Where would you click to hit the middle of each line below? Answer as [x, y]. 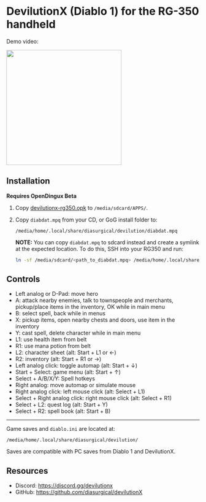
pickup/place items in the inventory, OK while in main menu [90, 307]
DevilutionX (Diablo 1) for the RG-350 [103, 11]
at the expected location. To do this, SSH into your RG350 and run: [99, 249]
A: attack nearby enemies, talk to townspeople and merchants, [94, 300]
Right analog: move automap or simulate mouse [75, 385]
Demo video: [22, 41]
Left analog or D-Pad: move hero [56, 294]
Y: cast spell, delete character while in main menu [78, 333]
